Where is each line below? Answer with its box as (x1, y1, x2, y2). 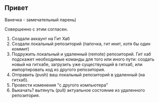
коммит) (11, 46, 30, 51)
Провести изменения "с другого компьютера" (11, 82, 108, 88)
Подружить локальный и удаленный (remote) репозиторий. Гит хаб (11, 51, 151, 57)
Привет (4, 4, 29, 12)
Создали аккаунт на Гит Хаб (11, 35, 70, 41)
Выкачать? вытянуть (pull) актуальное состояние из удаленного (11, 87, 145, 93)
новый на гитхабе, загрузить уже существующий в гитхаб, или (11, 61, 143, 67)
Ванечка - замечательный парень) (4, 17, 76, 22)
